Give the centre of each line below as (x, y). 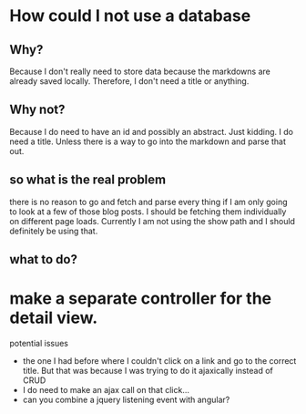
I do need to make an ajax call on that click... (106, 389)
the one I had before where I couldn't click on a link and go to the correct (159, 360)
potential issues (39, 343)
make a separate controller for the (141, 299)
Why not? (37, 110)
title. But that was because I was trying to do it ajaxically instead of (148, 370)
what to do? (43, 259)
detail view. (54, 318)
